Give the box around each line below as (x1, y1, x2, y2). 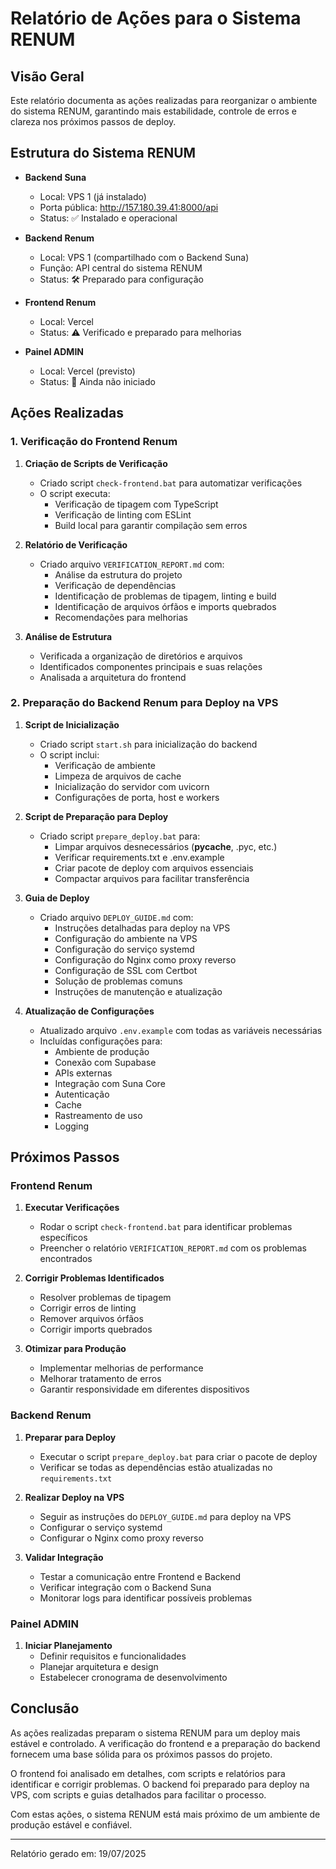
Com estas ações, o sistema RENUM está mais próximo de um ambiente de (10, 1808, 321, 1820)
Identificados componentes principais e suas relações (39, 660, 263, 672)
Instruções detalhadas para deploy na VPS (54, 922, 231, 934)
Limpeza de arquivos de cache (54, 770, 182, 782)
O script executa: (39, 487, 111, 499)
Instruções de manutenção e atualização (54, 985, 223, 997)
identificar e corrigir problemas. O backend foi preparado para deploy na (10, 1778, 310, 1790)
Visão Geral (10, 68, 85, 85)
